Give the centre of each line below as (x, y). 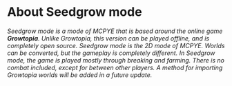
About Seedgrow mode (75, 12)
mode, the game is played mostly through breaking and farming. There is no (116, 60)
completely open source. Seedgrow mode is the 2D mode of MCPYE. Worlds (116, 45)
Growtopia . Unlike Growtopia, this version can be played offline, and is (108, 38)
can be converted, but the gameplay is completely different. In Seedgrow (111, 53)
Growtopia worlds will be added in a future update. (80, 75)
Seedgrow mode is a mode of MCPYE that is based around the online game (115, 31)
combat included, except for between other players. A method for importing (115, 67)
